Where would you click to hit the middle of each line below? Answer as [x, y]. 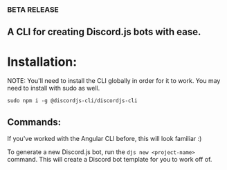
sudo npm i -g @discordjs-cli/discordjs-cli [72, 101]
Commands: [34, 122]
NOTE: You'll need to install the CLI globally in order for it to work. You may [114, 81]
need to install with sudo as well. [54, 88]
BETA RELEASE [33, 10]
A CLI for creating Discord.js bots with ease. [104, 32]
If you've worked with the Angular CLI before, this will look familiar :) [105, 139]
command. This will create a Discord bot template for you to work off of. [110, 160]
